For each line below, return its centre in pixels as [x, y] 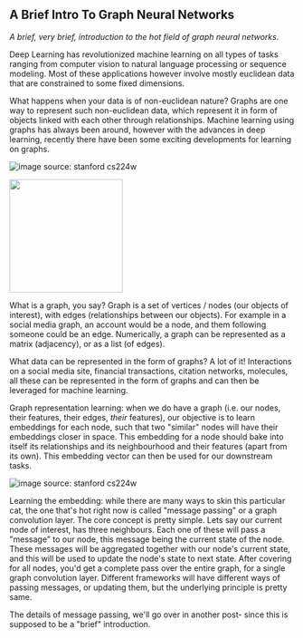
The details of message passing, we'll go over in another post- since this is [149, 614]
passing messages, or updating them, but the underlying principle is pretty [148, 587]
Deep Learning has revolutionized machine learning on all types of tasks [144, 54]
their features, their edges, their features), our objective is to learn [133, 417]
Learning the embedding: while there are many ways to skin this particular [147, 500]
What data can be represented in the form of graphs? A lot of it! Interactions [151, 361]
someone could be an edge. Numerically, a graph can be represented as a [148, 333]
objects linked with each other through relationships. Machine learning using [152, 120]
